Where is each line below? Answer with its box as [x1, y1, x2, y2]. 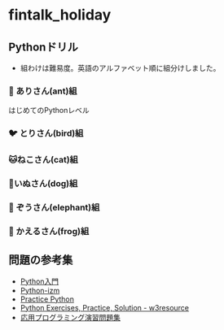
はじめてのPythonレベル [8, 106, 90, 115]
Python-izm [20, 285, 60, 295]
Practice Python [20, 294, 75, 304]
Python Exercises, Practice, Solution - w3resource [20, 302, 190, 312]
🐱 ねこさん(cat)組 [8, 154, 79, 166]
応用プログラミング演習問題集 [20, 312, 121, 322]
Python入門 [20, 276, 59, 286]
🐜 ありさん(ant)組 [8, 85, 77, 97]
